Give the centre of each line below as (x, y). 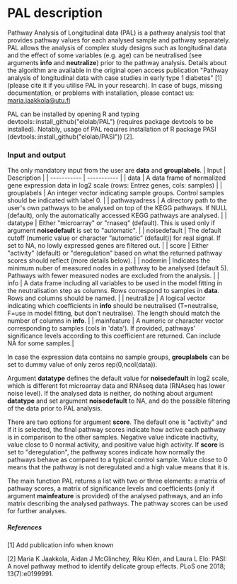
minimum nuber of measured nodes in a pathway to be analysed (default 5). (118, 268)
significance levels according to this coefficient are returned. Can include (114, 336)
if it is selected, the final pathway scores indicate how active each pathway (117, 430)
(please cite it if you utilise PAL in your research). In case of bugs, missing (115, 85)
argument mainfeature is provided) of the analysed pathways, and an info (115, 496)
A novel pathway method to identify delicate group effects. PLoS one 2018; (117, 566)
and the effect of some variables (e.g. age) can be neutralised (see (105, 55)
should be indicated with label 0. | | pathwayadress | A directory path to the (117, 200)
